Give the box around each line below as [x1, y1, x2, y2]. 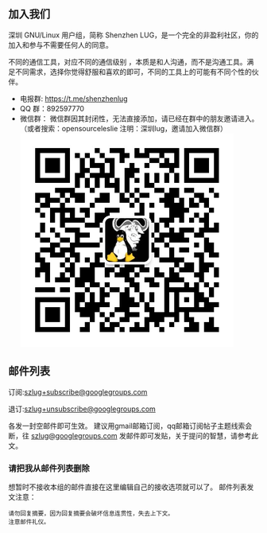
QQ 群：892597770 [19, 103, 85, 113]
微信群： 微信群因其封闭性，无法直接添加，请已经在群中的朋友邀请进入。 [19, 114, 259, 123]
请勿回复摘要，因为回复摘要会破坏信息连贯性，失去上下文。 [8, 509, 174, 517]
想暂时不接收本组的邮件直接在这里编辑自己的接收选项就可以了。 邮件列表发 [8, 482, 254, 492]
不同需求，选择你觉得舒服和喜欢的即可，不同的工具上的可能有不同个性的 [14, 67, 252, 76]
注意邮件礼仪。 [8, 518, 50, 526]
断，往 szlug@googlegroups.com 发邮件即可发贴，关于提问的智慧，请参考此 [8, 430, 259, 440]
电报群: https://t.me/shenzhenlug [19, 94, 129, 103]
